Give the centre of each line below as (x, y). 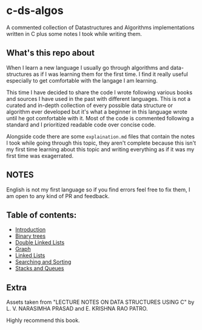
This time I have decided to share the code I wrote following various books (99, 92)
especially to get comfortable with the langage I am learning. (82, 80)
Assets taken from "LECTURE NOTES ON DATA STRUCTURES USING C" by (100, 302)
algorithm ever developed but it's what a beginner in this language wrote (97, 112)
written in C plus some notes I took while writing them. (74, 33)
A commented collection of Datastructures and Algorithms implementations (100, 27)
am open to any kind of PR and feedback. (58, 196)
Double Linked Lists (40, 242)
